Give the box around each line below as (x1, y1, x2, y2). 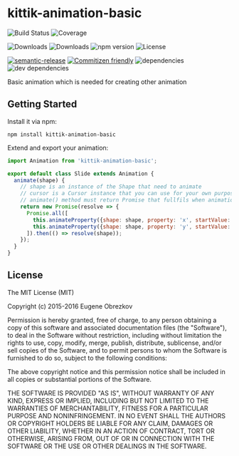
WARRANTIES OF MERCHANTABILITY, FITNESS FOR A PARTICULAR (7, 404, 208, 413)
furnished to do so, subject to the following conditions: (7, 353, 167, 362)
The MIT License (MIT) (7, 288, 75, 296)
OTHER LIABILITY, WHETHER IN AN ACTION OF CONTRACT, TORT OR (7, 426, 215, 435)
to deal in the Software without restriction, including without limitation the (7, 331, 222, 339)
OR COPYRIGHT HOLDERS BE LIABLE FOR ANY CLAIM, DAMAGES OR (7, 419, 213, 427)
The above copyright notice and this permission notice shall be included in (7, 367, 225, 375)
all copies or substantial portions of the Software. (7, 375, 152, 383)
